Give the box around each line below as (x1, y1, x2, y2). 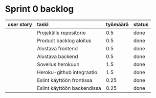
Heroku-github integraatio (37, 69, 98, 76)
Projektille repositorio (37, 29, 86, 36)
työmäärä (106, 21, 129, 28)
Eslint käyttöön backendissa (37, 84, 101, 91)
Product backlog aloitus (37, 37, 91, 44)
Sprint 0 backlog (5, 3, 74, 15)
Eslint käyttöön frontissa (37, 77, 92, 83)
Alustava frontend (37, 45, 78, 52)
